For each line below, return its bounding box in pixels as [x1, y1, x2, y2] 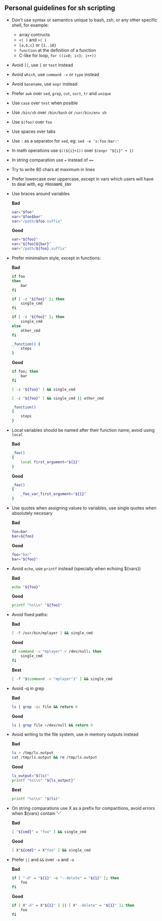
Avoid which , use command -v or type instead [11, 71, 100, 77]
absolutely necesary [11, 510, 53, 516]
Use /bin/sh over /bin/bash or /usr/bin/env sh [11, 109, 107, 115]
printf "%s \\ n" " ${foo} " [11, 603, 62, 608]
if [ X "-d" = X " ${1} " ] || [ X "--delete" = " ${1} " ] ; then [11, 903, 135, 908]
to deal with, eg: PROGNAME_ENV [11, 181, 72, 187]
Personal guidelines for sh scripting [4, 4, 116, 12]
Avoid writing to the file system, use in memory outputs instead [11, 731, 139, 737]
